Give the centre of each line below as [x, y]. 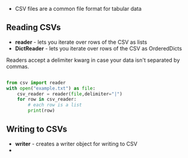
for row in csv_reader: [47, 99]
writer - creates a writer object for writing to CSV [76, 144]
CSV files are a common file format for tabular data [78, 9]
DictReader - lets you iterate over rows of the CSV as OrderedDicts [99, 48]
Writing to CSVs [37, 129]
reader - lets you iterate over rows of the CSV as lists [81, 42]
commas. [18, 66]
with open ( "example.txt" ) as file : [51, 88]
